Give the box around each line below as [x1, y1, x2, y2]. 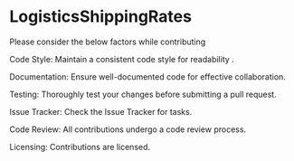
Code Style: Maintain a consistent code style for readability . [9, 53, 235, 64]
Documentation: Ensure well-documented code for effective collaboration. [9, 71, 287, 82]
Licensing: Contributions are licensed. [9, 141, 151, 152]
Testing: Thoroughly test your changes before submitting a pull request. [9, 89, 278, 99]
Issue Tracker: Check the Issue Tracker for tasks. [9, 106, 193, 117]
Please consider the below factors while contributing [9, 36, 206, 47]
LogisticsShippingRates [9, 6, 193, 27]
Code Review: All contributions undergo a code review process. [9, 124, 247, 135]
